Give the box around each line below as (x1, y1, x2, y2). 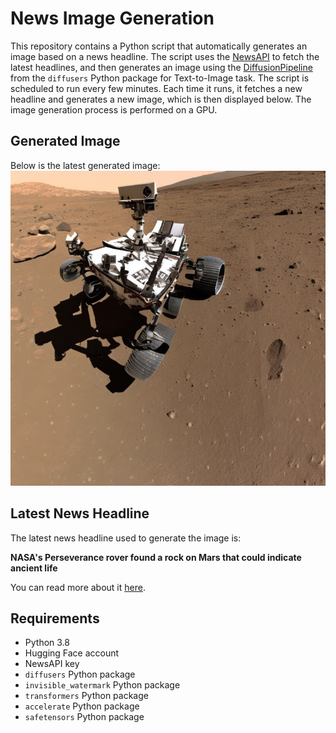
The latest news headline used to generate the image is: (10, 532, 242, 544)
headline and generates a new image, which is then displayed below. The (10, 93, 312, 105)
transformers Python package (24, 690, 149, 702)
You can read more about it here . (10, 581, 146, 593)
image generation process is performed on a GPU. (10, 103, 218, 116)
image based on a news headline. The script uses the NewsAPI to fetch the (10, 50, 320, 62)
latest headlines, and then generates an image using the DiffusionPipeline (10, 61, 313, 73)
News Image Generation (10, 7, 215, 30)
